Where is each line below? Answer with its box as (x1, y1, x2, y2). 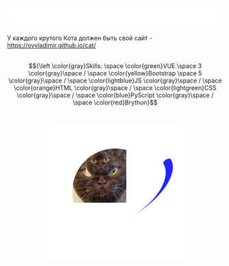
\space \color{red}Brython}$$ (73, 98, 158, 107)
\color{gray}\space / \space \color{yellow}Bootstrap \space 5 (28, 69, 202, 78)
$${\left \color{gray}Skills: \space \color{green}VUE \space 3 (28, 62, 202, 70)
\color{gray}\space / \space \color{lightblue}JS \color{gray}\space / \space (8, 76, 222, 85)
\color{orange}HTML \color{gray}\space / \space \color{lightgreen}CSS (13, 84, 217, 92)
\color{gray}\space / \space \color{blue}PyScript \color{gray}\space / (16, 91, 214, 100)
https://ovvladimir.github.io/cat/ (7, 41, 96, 49)
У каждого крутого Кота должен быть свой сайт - (7, 34, 152, 43)
